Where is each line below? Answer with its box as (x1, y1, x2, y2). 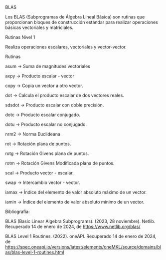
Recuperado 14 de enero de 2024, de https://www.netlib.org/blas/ (5, 223, 141, 229)
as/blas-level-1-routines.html (5, 249, 64, 255)
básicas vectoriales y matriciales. (5, 24, 74, 30)
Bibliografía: (5, 208, 30, 214)
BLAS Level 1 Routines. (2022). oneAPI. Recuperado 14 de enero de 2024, (5, 233, 157, 239)
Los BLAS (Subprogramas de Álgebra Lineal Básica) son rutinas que (5, 14, 145, 19)
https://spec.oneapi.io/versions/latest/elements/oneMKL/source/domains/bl (5, 244, 161, 249)
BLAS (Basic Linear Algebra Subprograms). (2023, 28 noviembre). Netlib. (5, 218, 156, 224)
